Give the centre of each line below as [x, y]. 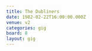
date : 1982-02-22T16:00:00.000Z [46, 17]
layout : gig [21, 39]
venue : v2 [18, 22]
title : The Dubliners [33, 11]
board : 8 [17, 33]
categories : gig [26, 28]
